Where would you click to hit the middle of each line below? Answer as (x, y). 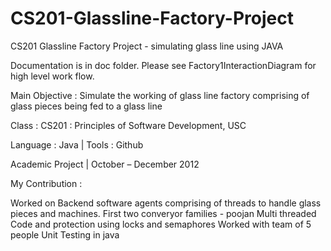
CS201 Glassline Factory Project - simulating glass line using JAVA (147, 46)
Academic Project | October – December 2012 (105, 164)
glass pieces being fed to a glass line (86, 106)
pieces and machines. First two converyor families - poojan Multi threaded (163, 213)
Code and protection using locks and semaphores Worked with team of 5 (161, 224)
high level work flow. (52, 76)
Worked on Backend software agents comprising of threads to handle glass (166, 203)
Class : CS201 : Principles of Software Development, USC (128, 125)
